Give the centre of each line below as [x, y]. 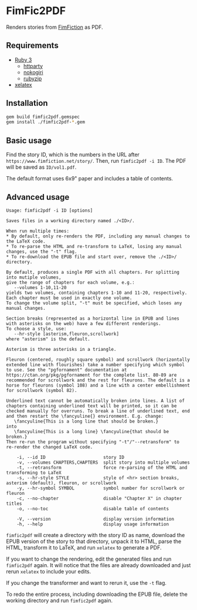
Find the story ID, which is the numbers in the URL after [73, 155]
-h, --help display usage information [93, 524]
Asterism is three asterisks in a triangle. [61, 349]
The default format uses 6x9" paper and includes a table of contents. [90, 179]
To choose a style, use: [36, 329]
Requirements [32, 46]
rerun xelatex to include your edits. [49, 571]
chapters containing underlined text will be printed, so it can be [91, 406]
